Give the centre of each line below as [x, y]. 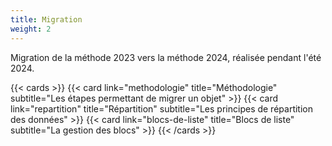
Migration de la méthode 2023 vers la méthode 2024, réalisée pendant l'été [166, 57]
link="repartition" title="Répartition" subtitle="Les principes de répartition [161, 108]
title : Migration [46, 19]
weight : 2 [31, 29]
